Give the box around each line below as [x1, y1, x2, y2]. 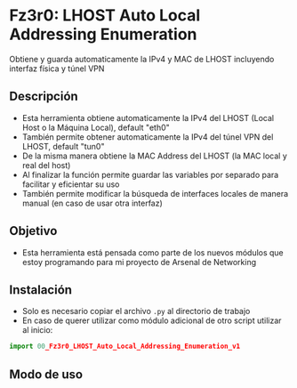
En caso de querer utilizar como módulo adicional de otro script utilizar [21, 315, 282, 326]
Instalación [9, 282, 73, 297]
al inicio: [21, 325, 53, 335]
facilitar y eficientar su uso [21, 179, 120, 190]
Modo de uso [9, 367, 83, 382]
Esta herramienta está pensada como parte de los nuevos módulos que [21, 247, 285, 258]
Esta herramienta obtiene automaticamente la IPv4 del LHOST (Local [21, 112, 274, 123]
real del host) [21, 159, 71, 170]
